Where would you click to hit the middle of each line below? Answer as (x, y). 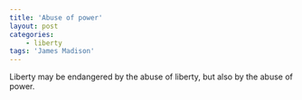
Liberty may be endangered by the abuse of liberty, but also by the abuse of (151, 77)
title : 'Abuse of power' (56, 18)
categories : (32, 34)
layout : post (34, 26)
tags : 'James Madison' (52, 51)
